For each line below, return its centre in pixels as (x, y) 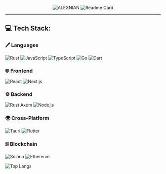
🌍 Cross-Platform (27, 118)
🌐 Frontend (19, 71)
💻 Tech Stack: (28, 28)
